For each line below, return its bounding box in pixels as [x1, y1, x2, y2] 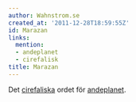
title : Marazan [8, 63, 59, 71]
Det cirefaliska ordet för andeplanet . [8, 85, 126, 94]
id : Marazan [8, 26, 48, 34]
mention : [15, 41, 45, 49]
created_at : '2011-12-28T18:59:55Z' [8, 19, 130, 27]
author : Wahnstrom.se [8, 11, 80, 20]
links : [8, 33, 30, 42]
